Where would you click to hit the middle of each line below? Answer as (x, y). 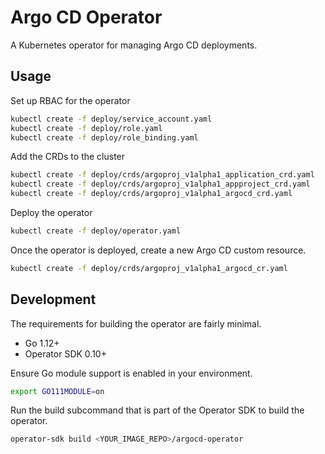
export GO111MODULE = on (57, 391)
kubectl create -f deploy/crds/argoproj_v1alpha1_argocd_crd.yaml (151, 194)
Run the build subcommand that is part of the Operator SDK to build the (157, 410)
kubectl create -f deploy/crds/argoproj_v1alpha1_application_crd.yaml (162, 175)
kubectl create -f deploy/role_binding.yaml (104, 137)
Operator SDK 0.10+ (65, 353)
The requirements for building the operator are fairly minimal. (136, 323)
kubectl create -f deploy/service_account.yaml (111, 119)
